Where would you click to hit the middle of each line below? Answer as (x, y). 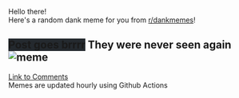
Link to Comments (38, 76)
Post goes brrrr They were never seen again (120, 45)
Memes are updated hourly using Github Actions (88, 85)
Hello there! (27, 12)
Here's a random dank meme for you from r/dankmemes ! (102, 20)
